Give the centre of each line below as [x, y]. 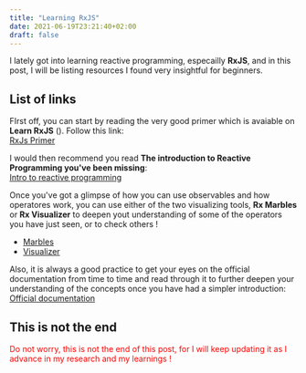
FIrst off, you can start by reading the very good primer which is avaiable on [152, 121]
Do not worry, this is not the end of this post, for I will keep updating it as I [148, 349]
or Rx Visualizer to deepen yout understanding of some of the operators [146, 214]
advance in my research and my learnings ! [90, 358]
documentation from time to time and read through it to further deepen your [152, 279]
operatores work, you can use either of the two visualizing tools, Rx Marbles [153, 205]
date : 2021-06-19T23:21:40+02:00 [73, 26]
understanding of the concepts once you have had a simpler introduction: [148, 289]
